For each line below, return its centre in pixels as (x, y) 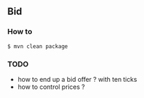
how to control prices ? (51, 87)
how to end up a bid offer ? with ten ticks (77, 79)
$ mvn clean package (38, 46)
